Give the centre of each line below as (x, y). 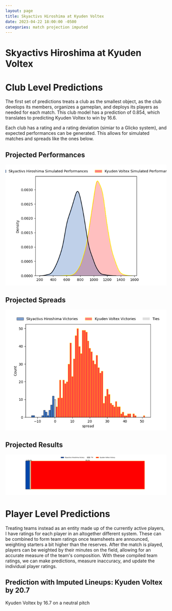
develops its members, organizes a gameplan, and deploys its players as (82, 107)
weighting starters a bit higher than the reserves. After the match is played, (84, 544)
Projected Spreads (36, 300)
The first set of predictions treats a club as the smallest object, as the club (83, 101)
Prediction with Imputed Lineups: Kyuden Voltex (84, 583)
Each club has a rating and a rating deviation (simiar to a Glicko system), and (86, 128)
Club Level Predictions (54, 87)
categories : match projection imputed (47, 27)
